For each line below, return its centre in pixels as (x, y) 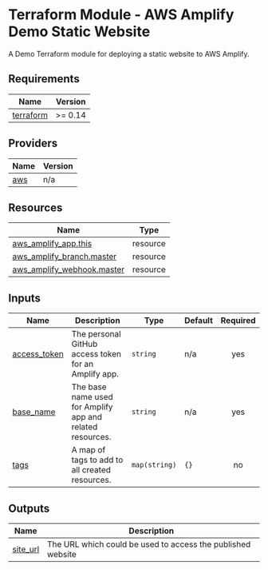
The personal (96, 334)
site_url (26, 549)
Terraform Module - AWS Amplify (121, 15)
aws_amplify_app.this (52, 244)
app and (87, 417)
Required (238, 321)
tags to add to (97, 460)
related (85, 427)
